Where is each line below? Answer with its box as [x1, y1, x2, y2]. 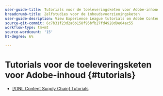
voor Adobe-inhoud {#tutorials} [5, 70, 136, 80]
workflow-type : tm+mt [5, 25, 49, 30]
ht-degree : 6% [5, 34, 34, 39]
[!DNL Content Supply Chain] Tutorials [12, 85, 89, 91]
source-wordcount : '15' [5, 30, 53, 34]
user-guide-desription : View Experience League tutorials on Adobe [5, 16, 145, 21]
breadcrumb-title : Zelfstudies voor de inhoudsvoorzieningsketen [5, 12, 140, 16]
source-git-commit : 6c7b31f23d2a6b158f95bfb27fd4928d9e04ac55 [5, 20, 133, 26]
